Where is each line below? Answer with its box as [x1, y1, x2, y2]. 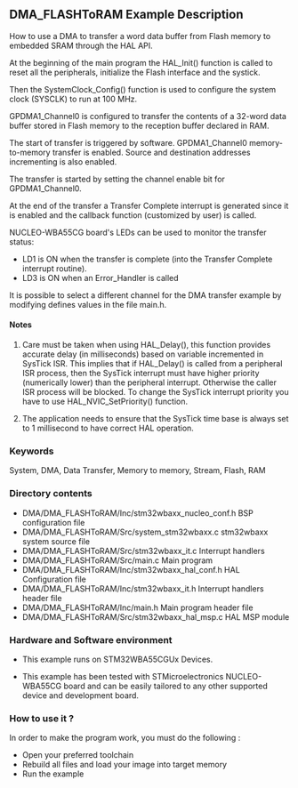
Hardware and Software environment [9, 633, 173, 646]
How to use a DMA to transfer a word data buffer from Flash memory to [9, 30, 271, 41]
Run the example [21, 768, 85, 779]
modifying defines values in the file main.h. [9, 299, 167, 310]
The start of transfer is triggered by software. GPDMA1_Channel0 [9, 137, 247, 148]
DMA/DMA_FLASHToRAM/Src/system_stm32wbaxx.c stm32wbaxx [21, 527, 269, 537]
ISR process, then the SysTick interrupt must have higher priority [21, 368, 260, 379]
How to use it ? [9, 712, 74, 724]
